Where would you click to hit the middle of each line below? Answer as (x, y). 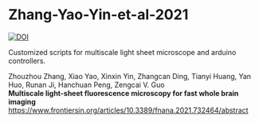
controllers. (27, 61)
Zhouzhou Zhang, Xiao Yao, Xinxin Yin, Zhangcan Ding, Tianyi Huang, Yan (130, 76)
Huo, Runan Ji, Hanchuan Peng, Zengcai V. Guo (86, 85)
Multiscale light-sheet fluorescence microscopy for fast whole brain (124, 93)
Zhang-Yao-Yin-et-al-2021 (98, 15)
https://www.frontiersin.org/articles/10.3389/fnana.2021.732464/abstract (128, 110)
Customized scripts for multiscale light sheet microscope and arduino (122, 52)
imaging (22, 101)
